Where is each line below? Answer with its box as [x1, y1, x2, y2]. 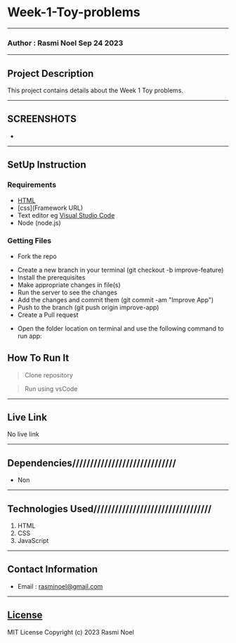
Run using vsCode [24, 385, 78, 393]
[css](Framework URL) [17, 204, 84, 212]
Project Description [7, 68, 94, 80]
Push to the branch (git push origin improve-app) [17, 303, 159, 311]
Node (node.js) [17, 218, 61, 227]
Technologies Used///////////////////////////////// [7, 503, 212, 515]
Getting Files [7, 236, 52, 246]
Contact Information [7, 563, 98, 575]
